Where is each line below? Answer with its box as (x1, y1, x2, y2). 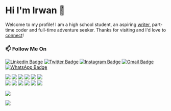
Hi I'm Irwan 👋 (5, 5, 65, 16)
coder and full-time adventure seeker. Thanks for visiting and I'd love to (15, 26, 166, 33)
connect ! (5, 32, 24, 38)
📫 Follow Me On (5, 45, 47, 52)
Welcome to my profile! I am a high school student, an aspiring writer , (5, 21, 151, 27)
